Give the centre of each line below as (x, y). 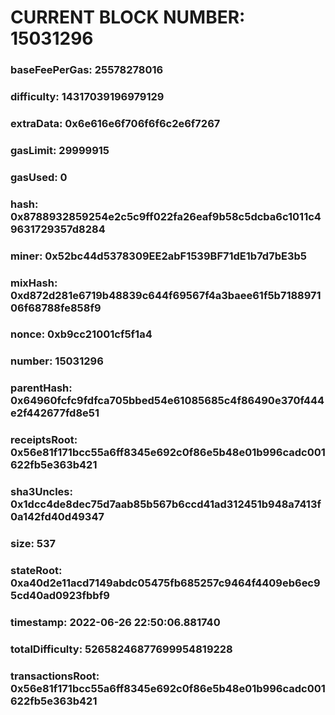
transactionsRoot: (55, 676)
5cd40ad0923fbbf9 (60, 596)
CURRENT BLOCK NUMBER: (128, 17)
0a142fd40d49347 (57, 517)
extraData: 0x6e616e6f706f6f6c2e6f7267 (115, 123)
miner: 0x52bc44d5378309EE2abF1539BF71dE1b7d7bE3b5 (158, 256)
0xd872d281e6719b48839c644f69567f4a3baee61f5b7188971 (166, 295)
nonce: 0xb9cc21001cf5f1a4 (81, 334)
